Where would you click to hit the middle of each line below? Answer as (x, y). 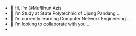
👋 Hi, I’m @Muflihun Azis (36, 8)
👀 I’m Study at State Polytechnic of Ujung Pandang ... (65, 13)
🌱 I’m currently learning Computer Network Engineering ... (71, 19)
